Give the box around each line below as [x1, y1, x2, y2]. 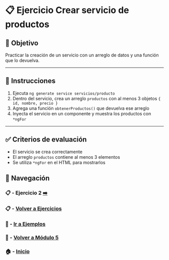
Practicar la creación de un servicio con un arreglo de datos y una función [5, 52, 159, 58]
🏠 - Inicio [5, 248, 30, 255]
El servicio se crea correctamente [12, 149, 83, 155]
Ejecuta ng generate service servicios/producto [12, 90, 115, 96]
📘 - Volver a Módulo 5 [5, 234, 59, 241]
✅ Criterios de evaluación [5, 135, 87, 144]
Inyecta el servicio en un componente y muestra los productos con [12, 110, 151, 116]
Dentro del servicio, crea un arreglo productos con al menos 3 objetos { [12, 95, 161, 101]
